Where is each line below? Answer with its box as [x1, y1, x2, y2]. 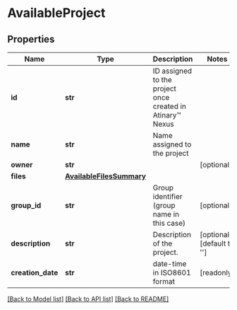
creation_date [11, 268, 59, 277]
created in [152, 101, 187, 111]
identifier [152, 192, 183, 201]
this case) [152, 218, 186, 228]
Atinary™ [152, 110, 181, 120]
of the [152, 239, 173, 248]
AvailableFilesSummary [64, 171, 147, 181]
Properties [7, 33, 55, 45]
